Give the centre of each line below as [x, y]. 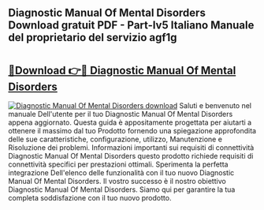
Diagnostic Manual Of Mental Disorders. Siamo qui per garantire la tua [122, 189]
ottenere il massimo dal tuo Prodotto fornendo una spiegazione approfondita [132, 131]
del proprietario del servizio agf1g [93, 37]
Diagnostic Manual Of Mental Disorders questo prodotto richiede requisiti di [131, 156]
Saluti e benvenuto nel [216, 105]
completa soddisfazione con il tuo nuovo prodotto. [90, 198]
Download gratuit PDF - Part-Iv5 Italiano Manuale [131, 26]
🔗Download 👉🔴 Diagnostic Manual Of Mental [122, 70]
